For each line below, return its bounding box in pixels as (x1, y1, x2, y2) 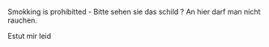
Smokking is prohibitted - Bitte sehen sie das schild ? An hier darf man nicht (7, 7, 261, 16)
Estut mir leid (7, 32, 52, 41)
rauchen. (7, 15, 38, 25)
